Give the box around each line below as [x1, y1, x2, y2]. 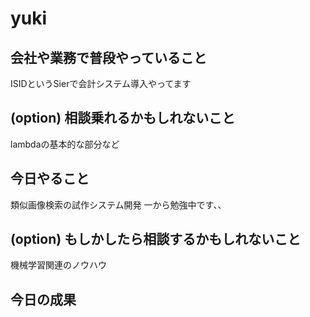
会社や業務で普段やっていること [10, 49, 207, 66]
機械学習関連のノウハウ [10, 259, 107, 271]
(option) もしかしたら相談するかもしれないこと [10, 231, 302, 248]
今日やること [10, 170, 90, 187]
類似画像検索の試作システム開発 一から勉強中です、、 [10, 198, 227, 211]
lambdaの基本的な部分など [10, 138, 120, 150]
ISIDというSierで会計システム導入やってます [10, 78, 192, 89]
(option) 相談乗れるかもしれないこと [10, 110, 236, 127]
